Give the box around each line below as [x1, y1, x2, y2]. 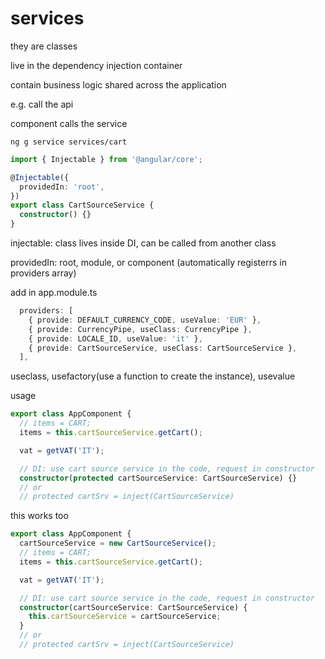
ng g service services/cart [10, 137, 128, 147]
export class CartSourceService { [10, 200, 155, 211]
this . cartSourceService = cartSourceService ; [28, 612, 222, 622]
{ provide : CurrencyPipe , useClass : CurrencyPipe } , [28, 324, 253, 334]
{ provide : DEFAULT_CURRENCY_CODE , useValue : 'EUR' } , [28, 315, 262, 325]
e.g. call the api [10, 98, 74, 110]
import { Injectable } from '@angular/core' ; [10, 154, 203, 164]
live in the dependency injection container [10, 59, 183, 71]
